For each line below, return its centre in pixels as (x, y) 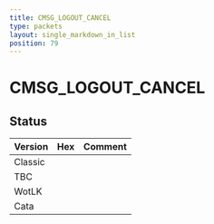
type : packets (36, 26)
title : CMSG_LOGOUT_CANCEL (60, 18)
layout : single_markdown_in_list (73, 34)
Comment (105, 147)
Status (29, 121)
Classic (29, 162)
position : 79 (34, 43)
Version (31, 147)
